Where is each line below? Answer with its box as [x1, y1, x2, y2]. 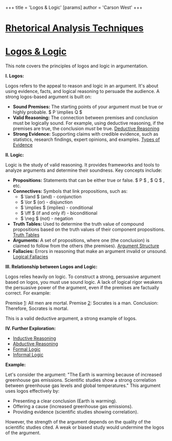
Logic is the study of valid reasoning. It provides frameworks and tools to [5, 162, 160, 168]
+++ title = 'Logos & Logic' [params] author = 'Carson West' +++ [5, 5, 143, 10]
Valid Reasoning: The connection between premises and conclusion [12, 115, 158, 121]
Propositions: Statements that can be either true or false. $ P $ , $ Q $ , [12, 177, 165, 183]
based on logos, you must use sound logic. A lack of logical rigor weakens [5, 279, 163, 285]
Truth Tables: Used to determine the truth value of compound [12, 221, 144, 227]
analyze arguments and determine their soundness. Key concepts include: [5, 167, 163, 174]
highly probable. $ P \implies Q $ [12, 109, 83, 115]
